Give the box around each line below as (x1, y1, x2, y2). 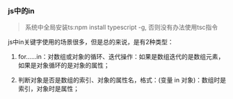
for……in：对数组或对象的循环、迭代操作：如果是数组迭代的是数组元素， (17, 53, 225, 61)
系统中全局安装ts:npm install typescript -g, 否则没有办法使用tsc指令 (24, 23, 218, 32)
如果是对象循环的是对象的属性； (17, 61, 110, 70)
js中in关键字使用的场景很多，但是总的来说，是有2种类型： (8, 38, 174, 46)
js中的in (8, 6, 35, 15)
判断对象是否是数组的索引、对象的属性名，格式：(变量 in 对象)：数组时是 (17, 76, 227, 84)
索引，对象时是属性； (17, 84, 79, 93)
